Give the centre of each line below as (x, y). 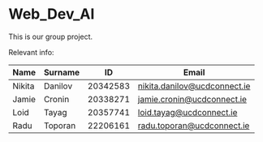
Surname (62, 72)
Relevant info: (31, 52)
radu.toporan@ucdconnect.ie (194, 125)
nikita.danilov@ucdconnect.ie (194, 86)
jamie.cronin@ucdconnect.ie (192, 99)
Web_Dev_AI (52, 14)
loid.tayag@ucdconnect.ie (188, 112)
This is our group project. (51, 37)
